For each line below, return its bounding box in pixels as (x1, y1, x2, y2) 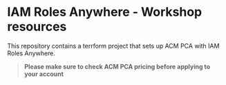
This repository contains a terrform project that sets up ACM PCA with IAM (7, 41, 220, 50)
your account (23, 70, 64, 78)
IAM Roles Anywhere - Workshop (7, 4, 203, 20)
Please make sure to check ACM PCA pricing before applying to (23, 62, 211, 70)
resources (7, 19, 67, 35)
